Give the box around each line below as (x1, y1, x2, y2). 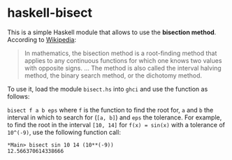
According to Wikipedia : (7, 35, 77, 43)
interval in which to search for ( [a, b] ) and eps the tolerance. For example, (7, 113, 222, 122)
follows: (7, 92, 30, 101)
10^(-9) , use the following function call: (7, 128, 121, 136)
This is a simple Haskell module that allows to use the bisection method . (7, 28, 217, 36)
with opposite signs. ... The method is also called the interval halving (24, 64, 222, 72)
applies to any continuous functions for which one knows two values (24, 56, 222, 64)
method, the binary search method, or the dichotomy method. (24, 71, 203, 80)
